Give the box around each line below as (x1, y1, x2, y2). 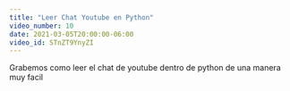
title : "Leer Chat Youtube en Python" (9, 12, 154, 22)
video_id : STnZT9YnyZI (9, 37, 94, 47)
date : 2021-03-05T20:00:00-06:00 (9, 29, 134, 38)
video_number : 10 (9, 21, 74, 30)
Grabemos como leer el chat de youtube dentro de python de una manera (9, 62, 281, 73)
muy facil (9, 72, 43, 83)
